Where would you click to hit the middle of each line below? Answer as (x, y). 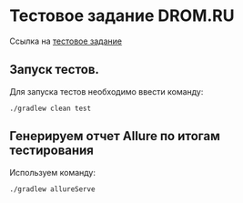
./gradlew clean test (51, 108)
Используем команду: (52, 172)
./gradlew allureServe (52, 189)
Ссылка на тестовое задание (66, 41)
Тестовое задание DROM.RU (122, 16)
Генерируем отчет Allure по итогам (115, 136)
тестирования (51, 151)
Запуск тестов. (55, 70)
